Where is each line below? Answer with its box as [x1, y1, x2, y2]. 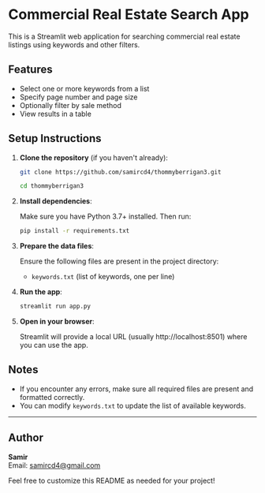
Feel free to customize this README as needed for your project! [8, 476, 215, 485]
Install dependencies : [19, 196, 92, 206]
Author [8, 431, 43, 445]
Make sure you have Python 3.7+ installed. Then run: [19, 211, 192, 222]
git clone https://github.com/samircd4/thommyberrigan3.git [19, 168, 222, 176]
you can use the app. [19, 341, 88, 350]
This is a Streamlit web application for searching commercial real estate [8, 32, 241, 41]
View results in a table [19, 109, 92, 118]
